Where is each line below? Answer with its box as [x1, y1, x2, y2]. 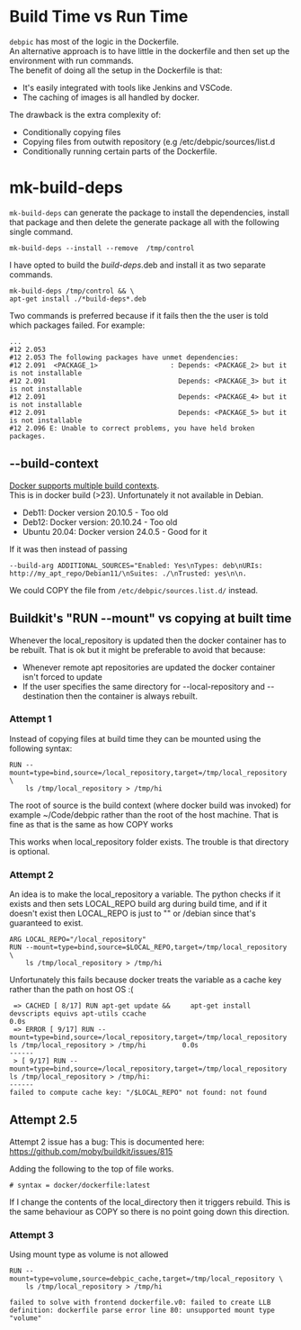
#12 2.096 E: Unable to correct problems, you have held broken [9, 423, 255, 433]
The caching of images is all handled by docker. [22, 92, 200, 103]
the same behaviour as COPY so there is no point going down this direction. [9, 1206, 290, 1217]
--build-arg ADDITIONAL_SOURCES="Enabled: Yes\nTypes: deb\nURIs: [9, 561, 263, 570]
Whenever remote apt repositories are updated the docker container [22, 662, 276, 673]
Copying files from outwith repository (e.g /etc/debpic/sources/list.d [22, 136, 276, 147]
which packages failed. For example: [9, 320, 146, 330]
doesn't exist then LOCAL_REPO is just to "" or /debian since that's [9, 908, 256, 919]
